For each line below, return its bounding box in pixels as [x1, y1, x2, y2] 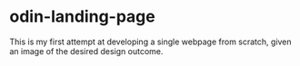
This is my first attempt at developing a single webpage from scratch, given [9, 36, 293, 47]
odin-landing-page [9, 6, 156, 27]
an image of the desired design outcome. [9, 45, 164, 56]
